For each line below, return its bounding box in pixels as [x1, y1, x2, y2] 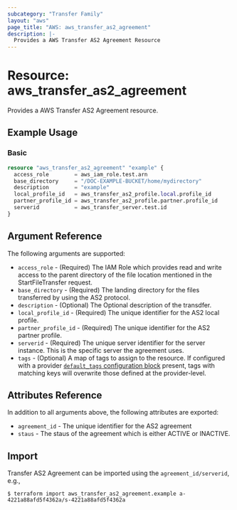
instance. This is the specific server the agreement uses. [17, 346, 184, 354]
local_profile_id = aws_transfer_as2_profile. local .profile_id [14, 191, 212, 198]
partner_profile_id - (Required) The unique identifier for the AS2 [17, 323, 211, 331]
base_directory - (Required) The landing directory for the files [17, 285, 200, 294]
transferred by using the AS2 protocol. [17, 293, 130, 302]
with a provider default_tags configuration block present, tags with [17, 361, 216, 370]
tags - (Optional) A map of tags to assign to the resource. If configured [17, 354, 226, 362]
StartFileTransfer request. [17, 278, 93, 287]
